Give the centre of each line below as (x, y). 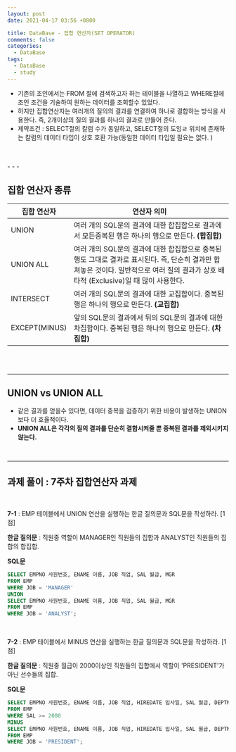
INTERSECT (31, 299)
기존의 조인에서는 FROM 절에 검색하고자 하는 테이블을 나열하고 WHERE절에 (121, 93)
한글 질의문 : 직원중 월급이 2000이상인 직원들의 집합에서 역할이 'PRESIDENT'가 (116, 665)
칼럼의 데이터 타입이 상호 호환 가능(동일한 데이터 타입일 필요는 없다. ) (119, 137)
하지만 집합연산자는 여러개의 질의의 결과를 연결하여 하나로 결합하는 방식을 (118, 111)
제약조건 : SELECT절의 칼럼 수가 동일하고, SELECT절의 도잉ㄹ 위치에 (112, 128)
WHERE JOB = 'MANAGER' (40, 588)
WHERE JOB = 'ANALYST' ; (42, 614)
